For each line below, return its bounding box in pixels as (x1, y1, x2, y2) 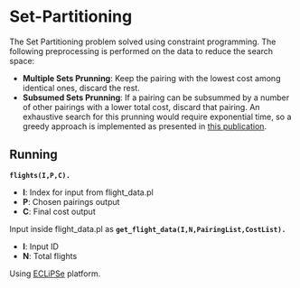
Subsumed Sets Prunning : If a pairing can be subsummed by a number (22, 92, 290, 103)
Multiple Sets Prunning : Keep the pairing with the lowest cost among (22, 72, 281, 83)
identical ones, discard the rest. (22, 82, 140, 93)
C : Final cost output (22, 206, 97, 217)
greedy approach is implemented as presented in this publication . (22, 120, 267, 132)
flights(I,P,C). (9, 171, 70, 180)
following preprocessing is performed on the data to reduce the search (9, 45, 274, 56)
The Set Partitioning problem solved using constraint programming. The (9, 36, 277, 47)
